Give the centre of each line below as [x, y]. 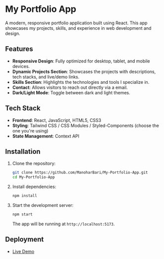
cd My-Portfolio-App [33, 177]
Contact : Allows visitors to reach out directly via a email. [70, 87]
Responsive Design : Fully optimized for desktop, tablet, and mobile [81, 61]
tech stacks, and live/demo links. [46, 77]
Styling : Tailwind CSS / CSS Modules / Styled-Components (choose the [86, 126]
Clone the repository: [34, 163]
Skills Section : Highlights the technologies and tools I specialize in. [81, 82]
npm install [25, 196]
